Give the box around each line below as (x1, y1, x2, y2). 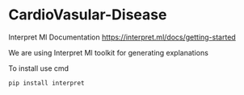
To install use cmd (8, 63, 69, 73)
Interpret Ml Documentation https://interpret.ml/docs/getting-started (8, 32, 236, 42)
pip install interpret (8, 79, 85, 87)
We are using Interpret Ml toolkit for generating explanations (8, 47, 208, 57)
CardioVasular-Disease (8, 6, 167, 24)
